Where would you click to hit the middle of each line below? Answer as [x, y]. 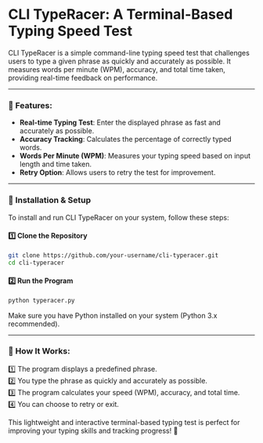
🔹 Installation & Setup [50, 200]
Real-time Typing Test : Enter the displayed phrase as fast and [120, 122]
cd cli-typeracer [36, 263]
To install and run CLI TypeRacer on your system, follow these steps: [119, 217]
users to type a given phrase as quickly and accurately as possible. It [119, 61]
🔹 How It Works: [39, 351]
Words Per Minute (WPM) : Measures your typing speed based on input [135, 156]
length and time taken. [56, 164]
